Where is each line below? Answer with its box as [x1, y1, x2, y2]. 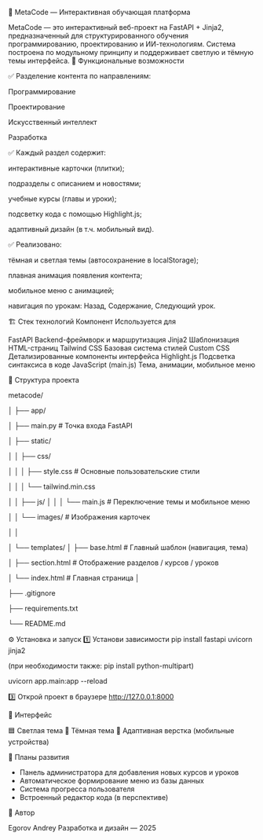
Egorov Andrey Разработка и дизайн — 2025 [8, 823, 157, 832]
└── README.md [8, 619, 66, 628]
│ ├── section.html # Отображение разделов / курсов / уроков [8, 558, 219, 567]
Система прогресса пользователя [19, 784, 135, 794]
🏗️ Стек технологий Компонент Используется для [8, 317, 177, 326]
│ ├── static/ [8, 436, 52, 446]
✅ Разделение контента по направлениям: [8, 72, 152, 80]
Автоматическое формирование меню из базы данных [19, 776, 204, 785]
